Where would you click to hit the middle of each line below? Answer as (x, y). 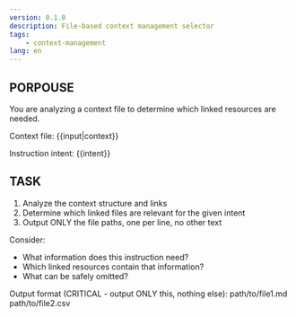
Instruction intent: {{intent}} (60, 153)
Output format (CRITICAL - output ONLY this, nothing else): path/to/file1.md (148, 294)
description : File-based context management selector (112, 26)
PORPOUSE (42, 88)
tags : (19, 34)
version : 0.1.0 (38, 18)
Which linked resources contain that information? (113, 267)
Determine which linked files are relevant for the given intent (134, 213)
